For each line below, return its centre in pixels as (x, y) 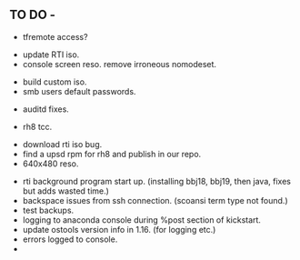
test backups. (48, 210)
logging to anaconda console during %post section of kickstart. (142, 220)
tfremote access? (55, 36)
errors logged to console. (70, 239)
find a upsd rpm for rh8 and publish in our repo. (112, 154)
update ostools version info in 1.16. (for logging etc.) (119, 229)
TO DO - (33, 15)
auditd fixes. (46, 109)
